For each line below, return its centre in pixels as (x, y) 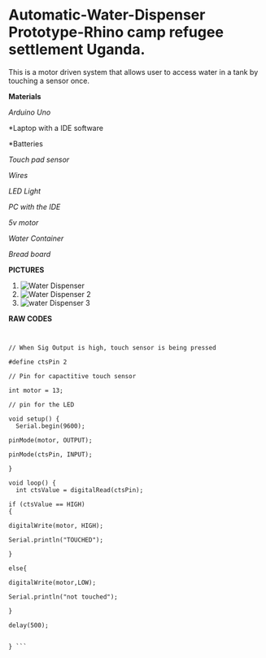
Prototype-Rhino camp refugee (116, 32)
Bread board (30, 254)
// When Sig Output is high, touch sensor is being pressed (113, 347)
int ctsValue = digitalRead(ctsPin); (80, 490)
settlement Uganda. (77, 50)
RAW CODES (31, 318)
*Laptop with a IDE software (56, 128)
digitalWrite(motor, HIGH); (56, 525)
